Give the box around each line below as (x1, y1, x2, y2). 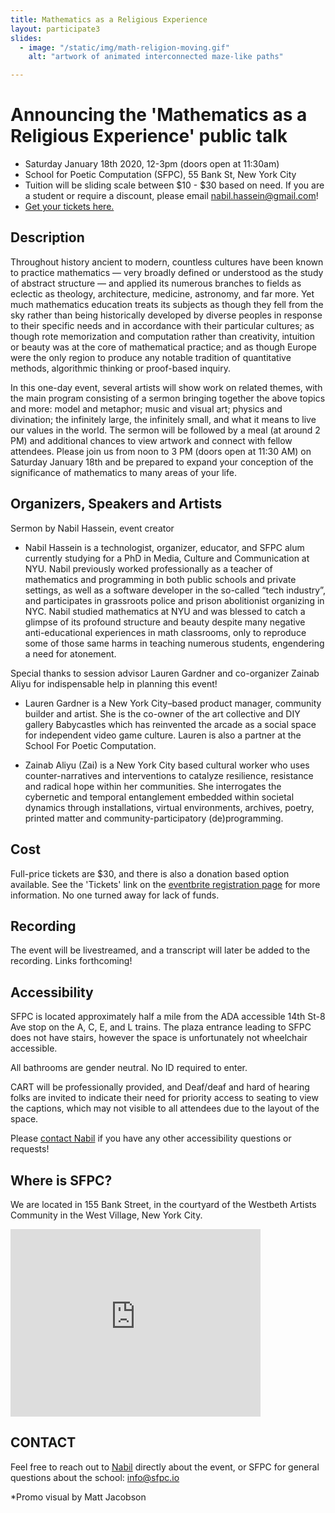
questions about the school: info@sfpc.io (10, 1471, 180, 1483)
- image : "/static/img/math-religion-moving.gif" (19, 42, 230, 53)
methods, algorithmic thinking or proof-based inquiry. (10, 362, 232, 374)
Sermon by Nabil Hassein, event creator (10, 522, 175, 534)
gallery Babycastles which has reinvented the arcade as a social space (24, 718, 317, 730)
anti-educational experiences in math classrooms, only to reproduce (24, 626, 307, 638)
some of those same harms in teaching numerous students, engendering (24, 637, 325, 649)
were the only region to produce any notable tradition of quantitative (10, 351, 292, 363)
